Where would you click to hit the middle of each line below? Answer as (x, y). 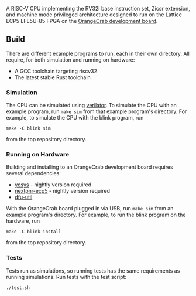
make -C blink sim (28, 128)
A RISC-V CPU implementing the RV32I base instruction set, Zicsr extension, (98, 8)
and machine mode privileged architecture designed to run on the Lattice (94, 15)
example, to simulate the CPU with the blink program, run (75, 118)
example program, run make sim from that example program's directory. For (97, 111)
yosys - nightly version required (53, 185)
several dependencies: (34, 173)
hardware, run (23, 221)
